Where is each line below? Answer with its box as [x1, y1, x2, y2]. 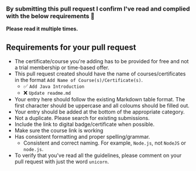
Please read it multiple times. [6, 25, 78, 32]
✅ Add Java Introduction [23, 83, 85, 90]
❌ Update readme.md [23, 90, 71, 97]
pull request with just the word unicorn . [14, 158, 109, 165]
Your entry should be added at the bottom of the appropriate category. [14, 108, 185, 115]
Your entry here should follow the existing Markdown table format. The [14, 96, 185, 103]
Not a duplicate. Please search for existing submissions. [14, 115, 150, 122]
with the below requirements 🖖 [6, 12, 95, 20]
